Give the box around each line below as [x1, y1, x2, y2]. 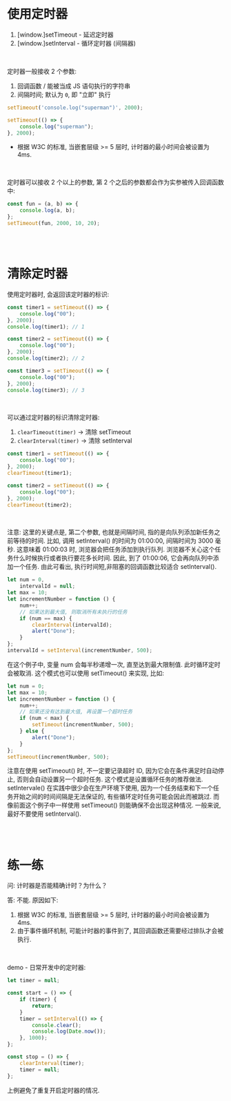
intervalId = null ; [19, 583, 76, 590]
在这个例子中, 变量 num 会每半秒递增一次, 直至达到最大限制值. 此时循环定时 [7, 660, 221, 668]
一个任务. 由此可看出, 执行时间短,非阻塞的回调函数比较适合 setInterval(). [12, 563, 217, 571]
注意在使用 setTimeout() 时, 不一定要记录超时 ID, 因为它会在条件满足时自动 [7, 767, 219, 775]
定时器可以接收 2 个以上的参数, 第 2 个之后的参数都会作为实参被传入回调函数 [7, 178, 224, 186]
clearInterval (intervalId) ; [32, 621, 112, 628]
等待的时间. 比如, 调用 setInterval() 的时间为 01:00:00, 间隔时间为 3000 [12, 536, 214, 545]
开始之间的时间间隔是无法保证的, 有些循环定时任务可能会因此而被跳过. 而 [12, 792, 219, 801]
